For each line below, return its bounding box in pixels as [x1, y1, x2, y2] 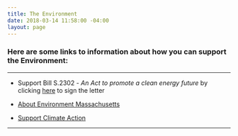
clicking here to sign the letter [17, 86, 105, 94]
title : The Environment [7, 10, 78, 18]
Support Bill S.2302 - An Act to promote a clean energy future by [17, 79, 208, 87]
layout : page [7, 23, 46, 30]
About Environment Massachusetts [17, 100, 120, 108]
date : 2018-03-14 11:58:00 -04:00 [7, 17, 110, 24]
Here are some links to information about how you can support [7, 47, 227, 57]
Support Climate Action [17, 113, 86, 122]
